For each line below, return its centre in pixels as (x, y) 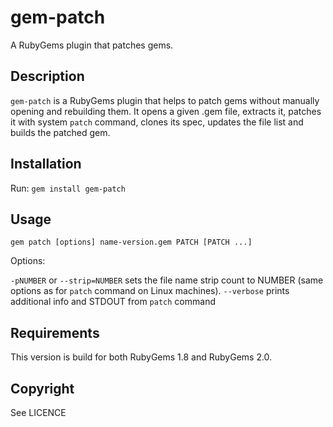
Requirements (55, 332)
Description (47, 76)
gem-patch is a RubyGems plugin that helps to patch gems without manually (165, 100)
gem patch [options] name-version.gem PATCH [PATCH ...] (131, 242)
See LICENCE (38, 412)
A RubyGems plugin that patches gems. (92, 45)
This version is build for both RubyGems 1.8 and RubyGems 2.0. (141, 357)
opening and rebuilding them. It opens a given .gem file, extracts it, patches (166, 111)
